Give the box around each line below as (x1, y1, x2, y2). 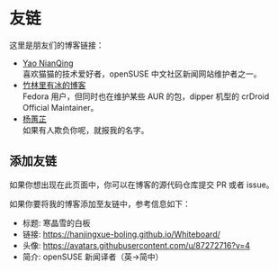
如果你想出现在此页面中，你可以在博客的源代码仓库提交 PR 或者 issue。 (9, 179, 274, 190)
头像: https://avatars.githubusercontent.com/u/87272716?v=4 (22, 239, 250, 250)
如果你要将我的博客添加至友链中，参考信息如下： (9, 198, 191, 209)
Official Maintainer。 (22, 102, 99, 113)
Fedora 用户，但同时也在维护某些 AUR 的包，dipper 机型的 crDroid (22, 91, 270, 102)
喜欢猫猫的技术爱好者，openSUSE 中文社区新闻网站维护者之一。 (22, 68, 262, 79)
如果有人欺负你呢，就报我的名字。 (22, 124, 149, 135)
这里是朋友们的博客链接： (9, 40, 104, 50)
